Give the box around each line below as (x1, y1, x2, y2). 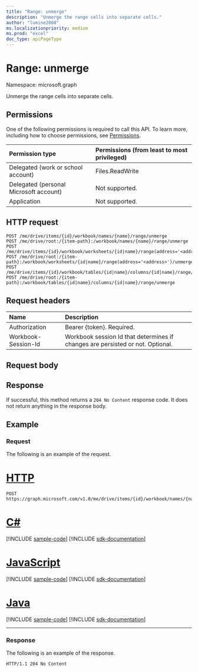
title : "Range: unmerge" (6, 8, 67, 15)
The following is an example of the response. (6, 650, 115, 657)
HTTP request (6, 217, 59, 228)
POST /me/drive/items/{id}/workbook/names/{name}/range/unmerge (6, 233, 167, 239)
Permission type (9, 149, 57, 157)
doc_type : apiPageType (6, 36, 62, 42)
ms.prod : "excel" (6, 31, 49, 37)
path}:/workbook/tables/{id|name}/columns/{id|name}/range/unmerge (6, 279, 176, 286)
